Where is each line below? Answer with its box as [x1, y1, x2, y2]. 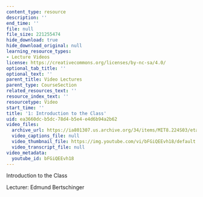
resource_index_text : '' [6, 93, 69, 99]
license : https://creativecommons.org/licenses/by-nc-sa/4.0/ [6, 59, 166, 65]
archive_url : [11, 127, 45, 133]
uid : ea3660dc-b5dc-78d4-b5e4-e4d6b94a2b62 [6, 116, 118, 122]
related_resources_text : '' [6, 88, 77, 94]
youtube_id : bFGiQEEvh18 [11, 155, 74, 161]
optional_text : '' [6, 71, 53, 77]
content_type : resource [6, 8, 66, 15]
